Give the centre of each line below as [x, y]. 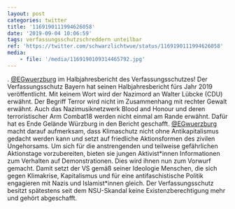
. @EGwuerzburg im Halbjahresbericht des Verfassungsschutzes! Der [107, 79]
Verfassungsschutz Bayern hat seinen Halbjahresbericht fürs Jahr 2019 [110, 86]
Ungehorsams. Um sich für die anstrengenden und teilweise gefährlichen [113, 146]
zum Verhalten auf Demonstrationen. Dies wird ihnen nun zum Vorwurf [109, 161]
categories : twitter [37, 20]
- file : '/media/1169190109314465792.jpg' [83, 59]
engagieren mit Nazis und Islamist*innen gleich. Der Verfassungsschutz [111, 183]
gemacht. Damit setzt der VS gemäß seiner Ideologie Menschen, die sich [112, 168]
